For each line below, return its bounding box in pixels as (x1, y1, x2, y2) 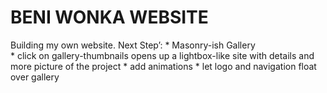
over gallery (10, 71, 60, 83)
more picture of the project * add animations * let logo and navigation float (10, 60, 317, 72)
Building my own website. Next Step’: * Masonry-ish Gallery (10, 39, 256, 51)
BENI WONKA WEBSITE (10, 6, 209, 29)
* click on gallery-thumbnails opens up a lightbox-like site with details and (10, 49, 315, 61)
